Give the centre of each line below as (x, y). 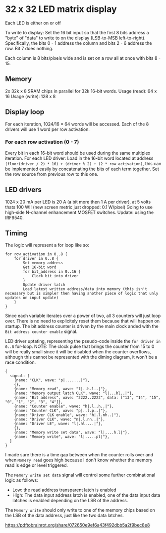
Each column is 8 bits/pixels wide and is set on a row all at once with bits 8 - (83, 58)
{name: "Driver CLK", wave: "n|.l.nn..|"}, (60, 420)
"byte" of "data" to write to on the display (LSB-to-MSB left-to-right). (75, 38)
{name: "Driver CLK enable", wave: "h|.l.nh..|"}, (67, 415)
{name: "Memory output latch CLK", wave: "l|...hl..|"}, (74, 393)
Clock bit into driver (55, 276)
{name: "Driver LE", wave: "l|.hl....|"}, (58, 424)
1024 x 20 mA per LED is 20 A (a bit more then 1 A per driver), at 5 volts (78, 202)
